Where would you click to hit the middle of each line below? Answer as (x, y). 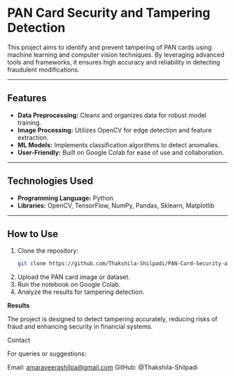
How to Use (33, 234)
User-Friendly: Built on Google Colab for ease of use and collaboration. (121, 152)
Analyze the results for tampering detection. (81, 292)
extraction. (33, 137)
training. (29, 122)
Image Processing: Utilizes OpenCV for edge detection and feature (114, 130)
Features (27, 99)
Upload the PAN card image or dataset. (74, 277)
